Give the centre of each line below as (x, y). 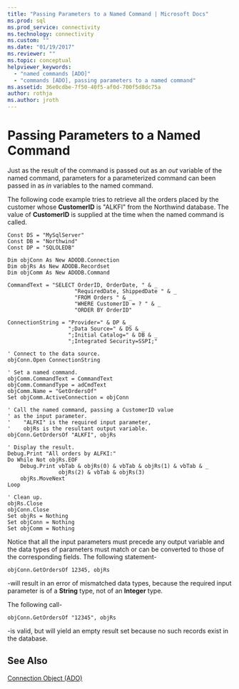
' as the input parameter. (47, 416)
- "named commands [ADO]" (52, 73)
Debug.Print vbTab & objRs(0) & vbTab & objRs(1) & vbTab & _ (115, 466)
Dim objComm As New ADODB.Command (59, 272)
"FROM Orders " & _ (103, 297)
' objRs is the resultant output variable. (78, 429)
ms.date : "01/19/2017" (41, 47)
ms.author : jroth (33, 101)
